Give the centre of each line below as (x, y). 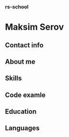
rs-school (17, 7)
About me (20, 61)
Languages (22, 128)
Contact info (24, 45)
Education (21, 112)
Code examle (25, 95)
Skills (13, 79)
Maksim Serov (34, 27)
